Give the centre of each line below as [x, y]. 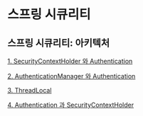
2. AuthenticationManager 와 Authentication [71, 76]
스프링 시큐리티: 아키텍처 [59, 43]
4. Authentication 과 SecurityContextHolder [70, 105]
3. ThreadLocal [30, 90]
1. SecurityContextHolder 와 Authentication [70, 61]
